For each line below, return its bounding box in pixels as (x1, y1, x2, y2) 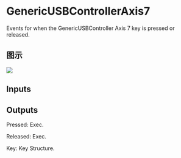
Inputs (6, 84, 32, 95)
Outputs (6, 105, 38, 115)
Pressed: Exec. (6, 121, 44, 128)
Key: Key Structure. (6, 145, 55, 152)
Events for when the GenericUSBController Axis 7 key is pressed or (6, 24, 175, 32)
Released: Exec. (6, 132, 47, 140)
